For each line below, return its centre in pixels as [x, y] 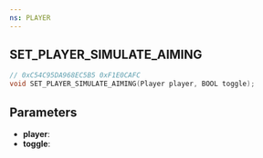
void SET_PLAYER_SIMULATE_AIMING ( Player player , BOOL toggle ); [132, 84]
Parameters [43, 112]
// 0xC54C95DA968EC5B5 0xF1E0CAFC [75, 75]
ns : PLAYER [30, 18]
